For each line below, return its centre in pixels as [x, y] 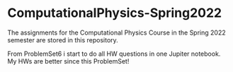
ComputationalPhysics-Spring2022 [114, 13]
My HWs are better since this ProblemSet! [68, 61]
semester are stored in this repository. [63, 40]
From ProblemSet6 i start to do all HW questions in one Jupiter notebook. [114, 54]
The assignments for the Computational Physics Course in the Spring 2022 [116, 32]
